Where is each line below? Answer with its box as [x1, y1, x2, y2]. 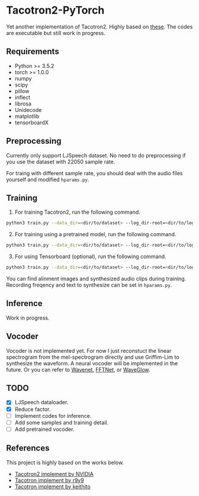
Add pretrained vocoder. [14, 426, 75, 433]
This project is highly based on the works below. [6, 459, 124, 466]
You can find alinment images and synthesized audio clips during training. [6, 275, 187, 282]
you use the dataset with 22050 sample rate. [6, 158, 115, 165]
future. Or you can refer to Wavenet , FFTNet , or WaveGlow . [6, 366, 150, 373]
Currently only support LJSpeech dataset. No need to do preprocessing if [6, 152, 186, 159]
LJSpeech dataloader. [14, 399, 69, 406]
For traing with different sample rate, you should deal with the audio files [6, 169, 183, 176]
